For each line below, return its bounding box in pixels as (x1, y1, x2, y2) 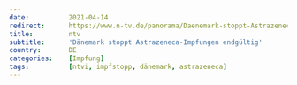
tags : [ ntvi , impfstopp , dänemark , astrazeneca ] (9, 63, 227, 72)
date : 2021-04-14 (9, 12, 109, 22)
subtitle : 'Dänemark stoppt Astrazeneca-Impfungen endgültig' (9, 37, 263, 47)
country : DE (9, 46, 77, 55)
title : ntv (9, 29, 81, 38)
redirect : (9, 21, 46, 30)
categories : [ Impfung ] (9, 54, 104, 63)
